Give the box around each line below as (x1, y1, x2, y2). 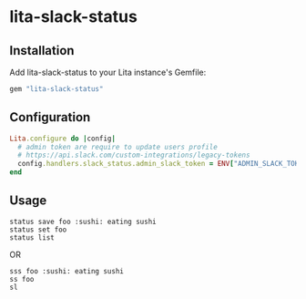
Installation (9, 43, 75, 58)
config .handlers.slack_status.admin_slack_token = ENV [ (17, 160, 234, 169)
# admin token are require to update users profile (17, 142, 219, 151)
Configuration (9, 109, 91, 125)
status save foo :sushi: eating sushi (9, 217, 157, 226)
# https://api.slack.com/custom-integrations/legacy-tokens (17, 150, 250, 160)
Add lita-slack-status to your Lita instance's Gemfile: (9, 67, 207, 77)
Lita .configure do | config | (9, 134, 117, 143)
